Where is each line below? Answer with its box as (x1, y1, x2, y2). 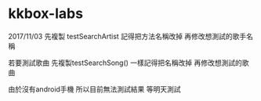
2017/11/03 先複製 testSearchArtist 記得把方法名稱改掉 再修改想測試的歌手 (8, 31, 247, 41)
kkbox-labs (8, 5, 84, 23)
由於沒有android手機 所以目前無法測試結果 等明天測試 (8, 84, 181, 94)
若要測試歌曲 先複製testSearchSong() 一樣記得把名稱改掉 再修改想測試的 (8, 58, 243, 67)
